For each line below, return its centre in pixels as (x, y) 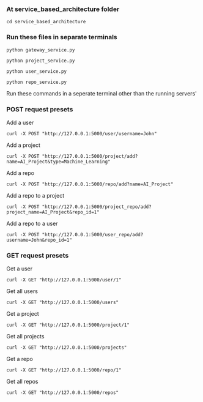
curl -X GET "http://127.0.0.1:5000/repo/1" (64, 370)
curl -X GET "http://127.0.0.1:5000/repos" (63, 393)
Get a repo (20, 359)
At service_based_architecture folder (63, 9)
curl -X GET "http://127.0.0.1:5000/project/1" (68, 325)
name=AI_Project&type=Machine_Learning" (59, 162)
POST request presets (40, 109)
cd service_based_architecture (46, 22)
